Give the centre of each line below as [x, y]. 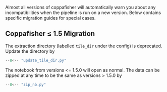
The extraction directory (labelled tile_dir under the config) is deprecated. [84, 46]
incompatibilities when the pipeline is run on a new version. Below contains [83, 13]
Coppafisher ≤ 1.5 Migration [50, 34]
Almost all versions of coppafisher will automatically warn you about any [80, 7]
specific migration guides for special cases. [50, 18]
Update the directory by [30, 51]
